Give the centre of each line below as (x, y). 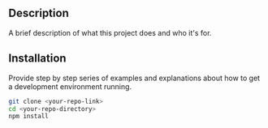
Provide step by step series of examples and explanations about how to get (134, 78)
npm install (28, 117)
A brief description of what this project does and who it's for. (110, 32)
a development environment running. (70, 86)
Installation (37, 59)
